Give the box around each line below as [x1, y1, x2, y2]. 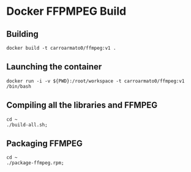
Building [6, 29, 39, 39]
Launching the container [6, 61, 102, 72]
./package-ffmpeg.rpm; [6, 160, 64, 166]
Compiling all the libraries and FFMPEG [6, 100, 158, 111]
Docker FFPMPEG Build [6, 4, 127, 18]
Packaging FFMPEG [6, 138, 83, 149]
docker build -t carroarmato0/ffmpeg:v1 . [6, 45, 116, 51]
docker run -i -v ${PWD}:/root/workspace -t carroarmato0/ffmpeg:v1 [6, 78, 185, 84]
